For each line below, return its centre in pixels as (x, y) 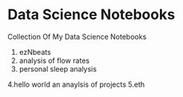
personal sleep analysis (58, 68)
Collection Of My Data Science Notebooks (77, 37)
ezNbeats (35, 52)
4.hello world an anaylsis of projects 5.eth (76, 84)
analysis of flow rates (54, 60)
